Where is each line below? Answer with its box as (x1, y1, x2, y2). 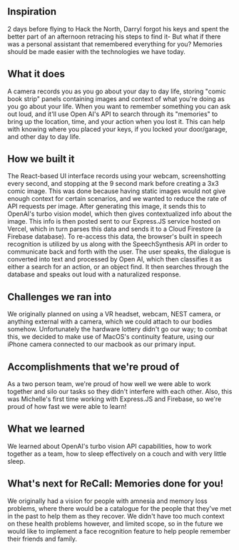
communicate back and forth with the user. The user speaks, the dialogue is (7, 247, 231, 256)
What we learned (7, 423, 85, 435)
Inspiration (7, 6, 57, 18)
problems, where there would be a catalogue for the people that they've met (7, 504, 232, 512)
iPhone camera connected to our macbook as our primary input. (7, 340, 196, 348)
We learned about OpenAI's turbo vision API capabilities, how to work (7, 442, 212, 450)
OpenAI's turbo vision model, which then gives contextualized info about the (7, 209, 232, 218)
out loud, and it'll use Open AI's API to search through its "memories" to (7, 110, 218, 118)
